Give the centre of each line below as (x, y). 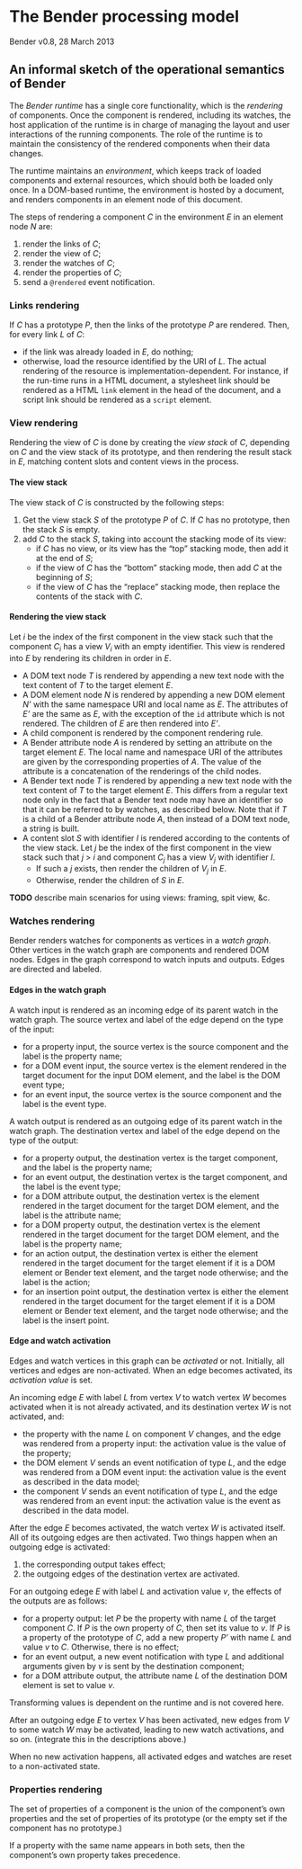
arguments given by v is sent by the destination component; (133, 1666)
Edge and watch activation (60, 1341)
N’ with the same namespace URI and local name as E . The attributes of (155, 704)
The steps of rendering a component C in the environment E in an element (147, 217)
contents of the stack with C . (89, 596)
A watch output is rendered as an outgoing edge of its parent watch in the (146, 1121)
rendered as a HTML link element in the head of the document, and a (151, 390)
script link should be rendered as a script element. (117, 400)
